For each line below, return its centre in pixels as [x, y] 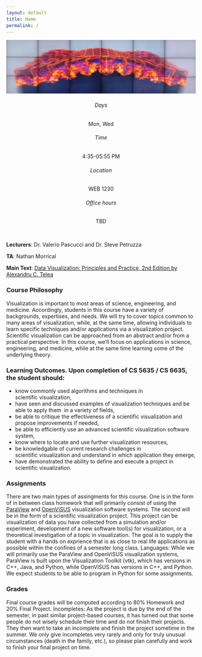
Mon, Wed [101, 124]
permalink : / [23, 25]
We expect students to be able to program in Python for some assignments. [100, 574]
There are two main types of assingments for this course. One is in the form [100, 497]
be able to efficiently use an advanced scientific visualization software [102, 430]
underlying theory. [29, 354]
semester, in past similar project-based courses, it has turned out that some [100, 615]
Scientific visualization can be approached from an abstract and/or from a [98, 335]
